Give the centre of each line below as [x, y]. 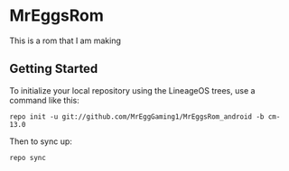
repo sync [28, 157]
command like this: [44, 100]
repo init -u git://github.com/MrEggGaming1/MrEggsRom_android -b [137, 117]
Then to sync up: [41, 141]
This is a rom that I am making [65, 40]
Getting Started [54, 69]
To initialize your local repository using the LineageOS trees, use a [132, 90]
